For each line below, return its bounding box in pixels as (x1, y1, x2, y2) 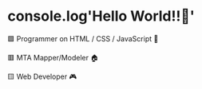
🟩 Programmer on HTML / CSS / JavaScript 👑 (7, 33, 159, 43)
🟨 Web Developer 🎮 (7, 72, 77, 81)
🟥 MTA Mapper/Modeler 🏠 (7, 52, 99, 62)
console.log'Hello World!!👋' (7, 7, 195, 25)
